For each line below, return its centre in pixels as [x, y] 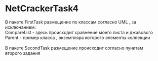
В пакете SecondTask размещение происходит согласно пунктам [74, 48]
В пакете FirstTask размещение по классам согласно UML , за [71, 22]
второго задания [23, 53]
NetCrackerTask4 [42, 9]
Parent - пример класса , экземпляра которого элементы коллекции [78, 38]
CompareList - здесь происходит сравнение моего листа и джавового [79, 32]
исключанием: [20, 27]
